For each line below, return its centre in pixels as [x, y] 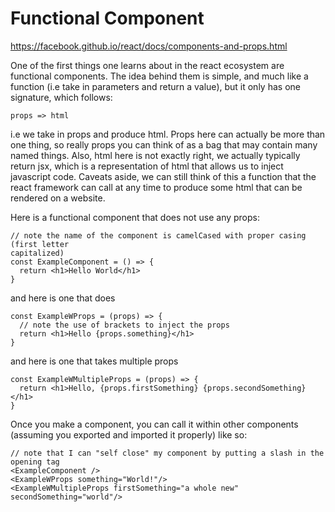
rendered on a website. [58, 198]
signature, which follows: [61, 97]
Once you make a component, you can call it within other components [154, 424]
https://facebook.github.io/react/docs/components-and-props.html [149, 46]
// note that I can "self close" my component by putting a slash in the [167, 453]
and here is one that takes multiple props [94, 361]
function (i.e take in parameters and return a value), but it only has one [155, 86]
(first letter [40, 244]
